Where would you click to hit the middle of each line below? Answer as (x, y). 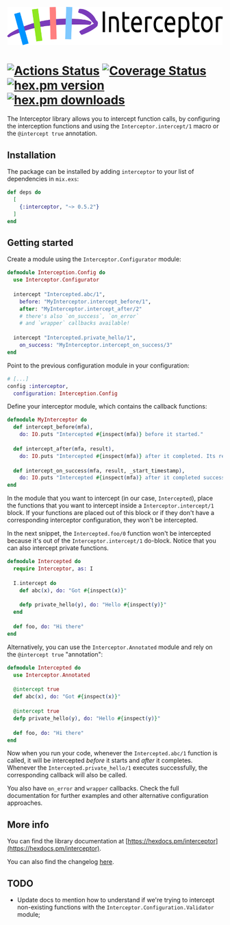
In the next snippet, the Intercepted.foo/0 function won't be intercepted (109, 534)
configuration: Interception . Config (65, 393)
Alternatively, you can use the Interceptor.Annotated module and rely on (110, 647)
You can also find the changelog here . (61, 862)
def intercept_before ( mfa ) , (53, 427)
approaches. (25, 803)
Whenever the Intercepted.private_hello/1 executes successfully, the (107, 768)
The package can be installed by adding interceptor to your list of (101, 172)
